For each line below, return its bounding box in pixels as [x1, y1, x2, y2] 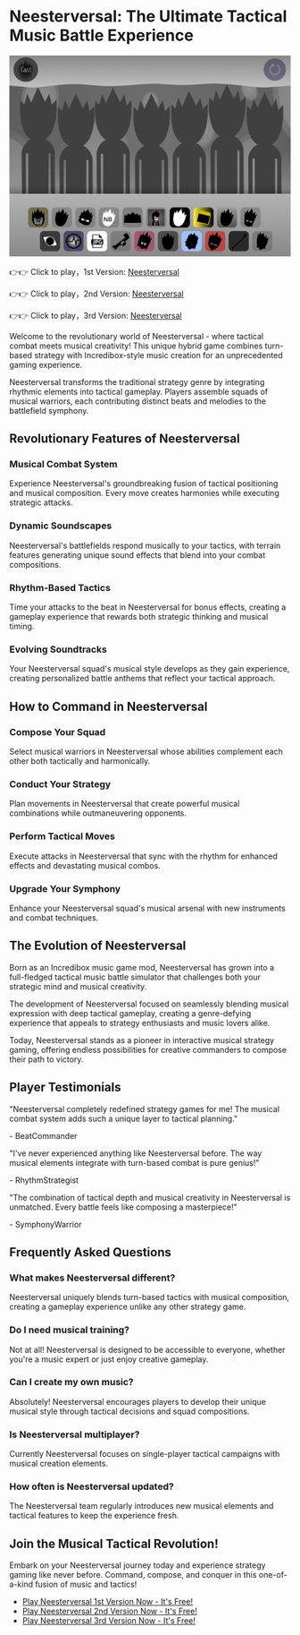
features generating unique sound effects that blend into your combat [9, 549, 266, 561]
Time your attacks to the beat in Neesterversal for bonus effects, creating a [9, 602, 287, 612]
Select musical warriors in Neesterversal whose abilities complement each [9, 746, 284, 757]
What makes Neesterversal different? [9, 1271, 176, 1284]
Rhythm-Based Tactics [9, 581, 112, 594]
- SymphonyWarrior [9, 1219, 82, 1229]
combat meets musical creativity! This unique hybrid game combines [9, 340, 263, 351]
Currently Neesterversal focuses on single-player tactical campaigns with [9, 1449, 280, 1460]
